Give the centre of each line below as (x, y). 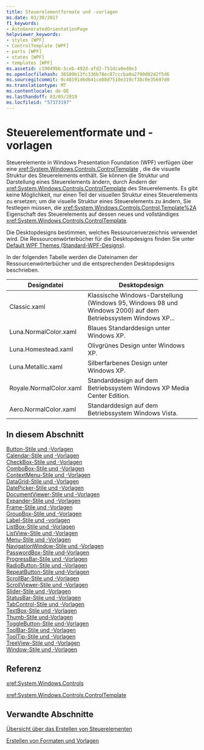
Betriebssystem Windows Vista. (133, 413)
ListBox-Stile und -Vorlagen (41, 527)
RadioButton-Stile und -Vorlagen (47, 566)
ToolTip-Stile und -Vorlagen (41, 637)
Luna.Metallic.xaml (36, 367)
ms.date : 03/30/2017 (32, 18)
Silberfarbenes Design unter (128, 363)
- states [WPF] (25, 57)
